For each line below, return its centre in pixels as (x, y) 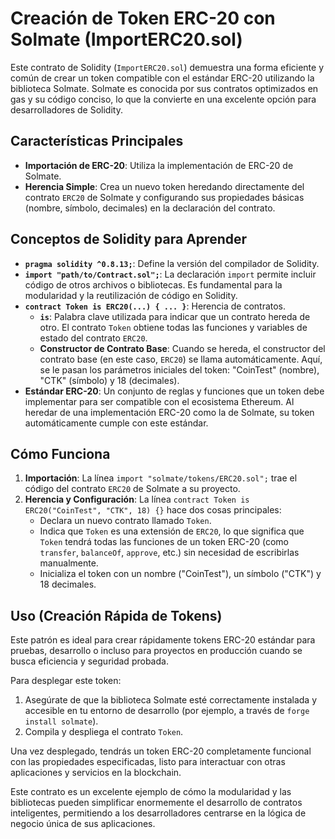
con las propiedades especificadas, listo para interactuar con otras (148, 762)
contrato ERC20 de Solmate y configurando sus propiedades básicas (164, 197)
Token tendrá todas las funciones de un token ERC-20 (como (164, 542)
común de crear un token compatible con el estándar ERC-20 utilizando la (162, 78)
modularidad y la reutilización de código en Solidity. (131, 295)
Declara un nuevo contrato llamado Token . (125, 521)
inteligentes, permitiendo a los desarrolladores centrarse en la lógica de (158, 813)
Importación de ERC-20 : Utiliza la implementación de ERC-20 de (159, 165)
